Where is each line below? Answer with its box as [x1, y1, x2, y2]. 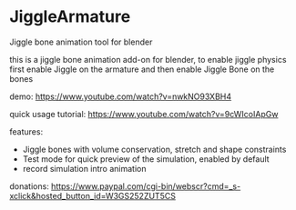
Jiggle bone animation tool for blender [9, 36, 153, 47]
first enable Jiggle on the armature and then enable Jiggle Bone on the [9, 64, 275, 75]
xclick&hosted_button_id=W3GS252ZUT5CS [9, 190, 176, 201]
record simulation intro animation [22, 163, 147, 174]
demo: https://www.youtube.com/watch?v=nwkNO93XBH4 [9, 91, 232, 102]
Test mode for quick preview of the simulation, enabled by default [22, 153, 270, 165]
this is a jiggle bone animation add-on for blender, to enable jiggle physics [9, 54, 287, 65]
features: [9, 125, 44, 137]
